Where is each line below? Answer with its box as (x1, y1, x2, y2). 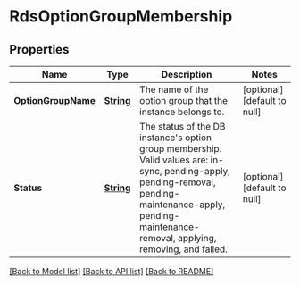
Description (161, 69, 212, 80)
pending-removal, (139, 176, 216, 189)
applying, (178, 232, 217, 244)
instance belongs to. (139, 105, 225, 118)
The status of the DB (139, 121, 226, 132)
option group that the (139, 95, 229, 106)
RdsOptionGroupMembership (9, 6, 233, 27)
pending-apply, (163, 165, 230, 177)
